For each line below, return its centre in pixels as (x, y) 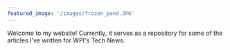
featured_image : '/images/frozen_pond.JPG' (71, 13)
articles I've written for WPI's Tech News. (66, 40)
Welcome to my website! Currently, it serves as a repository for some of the (115, 33)
